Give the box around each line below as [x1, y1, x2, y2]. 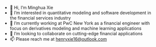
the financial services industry [9, 15, 71, 21]
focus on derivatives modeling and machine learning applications [9, 25, 142, 31]
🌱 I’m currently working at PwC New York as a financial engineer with [9, 20, 150, 26]
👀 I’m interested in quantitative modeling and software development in [9, 10, 151, 16]
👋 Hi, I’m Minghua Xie [9, 5, 53, 10]
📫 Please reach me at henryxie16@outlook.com [9, 36, 107, 42]
